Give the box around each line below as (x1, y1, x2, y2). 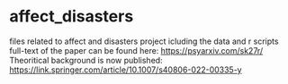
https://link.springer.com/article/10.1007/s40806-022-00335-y (9, 64, 242, 75)
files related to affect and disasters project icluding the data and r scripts (9, 36, 279, 46)
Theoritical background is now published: (9, 55, 164, 65)
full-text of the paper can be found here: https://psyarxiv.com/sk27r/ (9, 45, 264, 55)
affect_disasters (9, 6, 134, 27)
